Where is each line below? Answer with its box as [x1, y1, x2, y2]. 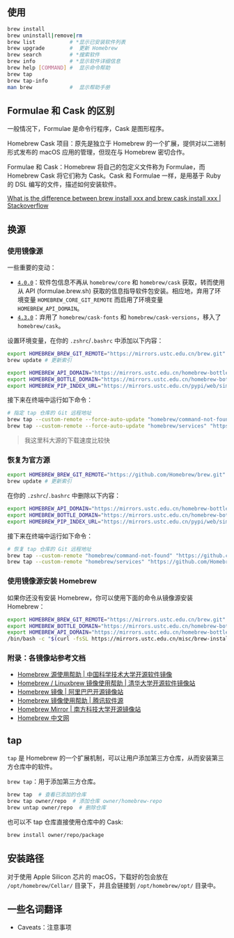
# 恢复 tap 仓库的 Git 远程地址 [7, 545, 92, 552]
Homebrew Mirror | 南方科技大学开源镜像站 [17, 705, 141, 714]
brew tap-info [7, 77, 49, 84]
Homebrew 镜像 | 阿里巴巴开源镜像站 [17, 688, 124, 696]
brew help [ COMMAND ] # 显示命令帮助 [7, 65, 111, 72]
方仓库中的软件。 [7, 763, 56, 771]
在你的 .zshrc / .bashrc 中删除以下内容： [7, 492, 120, 500]
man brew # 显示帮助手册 [7, 84, 111, 91]
